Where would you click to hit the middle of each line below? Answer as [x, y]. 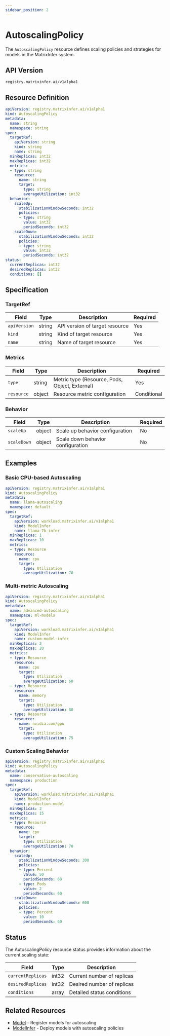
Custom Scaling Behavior [37, 751]
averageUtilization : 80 [48, 710]
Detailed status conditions [100, 992]
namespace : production [34, 780]
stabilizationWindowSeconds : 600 [54, 903]
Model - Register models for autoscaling [54, 1023]
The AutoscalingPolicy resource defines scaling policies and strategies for [83, 49]
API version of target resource [93, 326]
